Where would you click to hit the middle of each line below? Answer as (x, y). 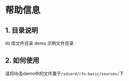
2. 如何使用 (22, 60)
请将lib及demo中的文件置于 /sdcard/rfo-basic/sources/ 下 (64, 73)
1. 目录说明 (22, 30)
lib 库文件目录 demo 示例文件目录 (39, 43)
